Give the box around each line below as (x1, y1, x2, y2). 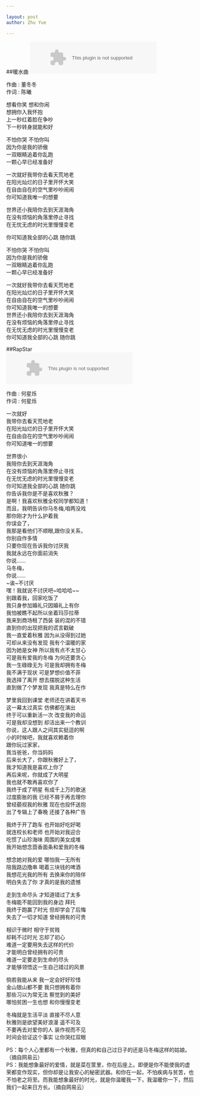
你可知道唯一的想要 (6, 440, 54, 447)
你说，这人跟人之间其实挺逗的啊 (6, 726, 85, 733)
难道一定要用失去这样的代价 (6, 941, 74, 948)
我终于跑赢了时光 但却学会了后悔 (6, 906, 86, 913)
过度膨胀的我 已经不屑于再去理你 (6, 793, 86, 800)
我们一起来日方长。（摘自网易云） (6, 1083, 87, 1091)
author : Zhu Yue (6, 19, 46, 26)
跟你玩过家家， (6, 741, 43, 748)
